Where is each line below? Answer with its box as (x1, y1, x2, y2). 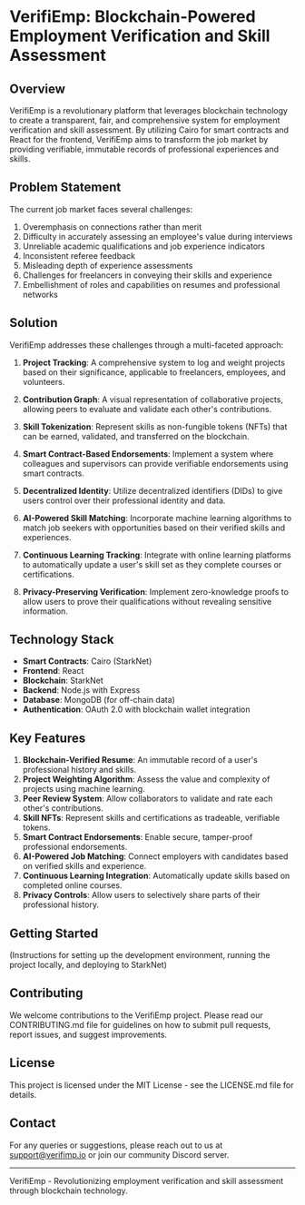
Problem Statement (9, 180, 122, 195)
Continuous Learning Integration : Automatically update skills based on (22, 870, 290, 882)
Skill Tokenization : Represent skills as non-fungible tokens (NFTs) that (22, 420, 288, 432)
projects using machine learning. (22, 784, 145, 795)
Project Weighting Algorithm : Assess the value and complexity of (22, 774, 271, 785)
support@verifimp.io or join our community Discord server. (9, 1149, 230, 1160)
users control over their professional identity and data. (22, 495, 226, 506)
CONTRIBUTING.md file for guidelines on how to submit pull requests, (9, 1019, 271, 1030)
